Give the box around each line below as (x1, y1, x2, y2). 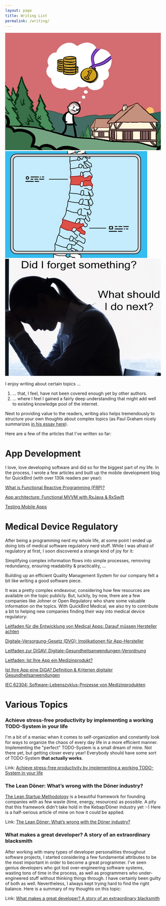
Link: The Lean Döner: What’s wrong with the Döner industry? (5, 819, 130, 825)
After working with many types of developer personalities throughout (5, 849, 146, 854)
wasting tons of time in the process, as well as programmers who (5, 870, 138, 876)
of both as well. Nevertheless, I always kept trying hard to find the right (5, 880, 150, 886)
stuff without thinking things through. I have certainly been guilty (29, 875, 161, 881)
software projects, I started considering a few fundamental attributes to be (5, 854, 157, 860)
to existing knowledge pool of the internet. (12, 401, 99, 407)
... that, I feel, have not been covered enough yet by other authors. (12, 390, 147, 396)
